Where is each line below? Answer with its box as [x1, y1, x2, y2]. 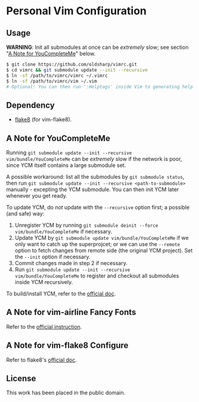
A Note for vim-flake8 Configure [6, 341, 129, 351]
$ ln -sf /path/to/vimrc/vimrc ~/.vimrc [6, 73, 108, 79]
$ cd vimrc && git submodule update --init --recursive [6, 67, 148, 73]
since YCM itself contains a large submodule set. [6, 162, 126, 169]
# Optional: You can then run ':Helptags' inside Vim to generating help [6, 83, 194, 90]
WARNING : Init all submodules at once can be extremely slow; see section [6, 43, 189, 51]
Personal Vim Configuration [6, 4, 147, 18]
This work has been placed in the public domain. [6, 389, 126, 397]
